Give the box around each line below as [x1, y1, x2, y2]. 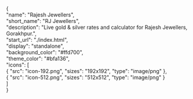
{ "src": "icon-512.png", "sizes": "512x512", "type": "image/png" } [6, 74, 165, 81]
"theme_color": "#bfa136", [6, 55, 70, 62]
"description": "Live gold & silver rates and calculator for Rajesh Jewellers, [6, 24, 188, 31]
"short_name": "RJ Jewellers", [6, 18, 80, 24]
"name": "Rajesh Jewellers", [6, 11, 75, 18]
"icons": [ [6, 61, 30, 68]
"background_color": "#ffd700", [6, 49, 84, 55]
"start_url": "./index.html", [6, 37, 68, 43]
